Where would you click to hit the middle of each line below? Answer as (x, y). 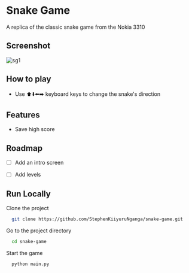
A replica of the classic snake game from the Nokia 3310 (76, 27)
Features (23, 115)
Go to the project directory (39, 230)
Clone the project (28, 208)
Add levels (28, 175)
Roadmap (25, 148)
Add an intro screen (39, 163)
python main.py (31, 264)
